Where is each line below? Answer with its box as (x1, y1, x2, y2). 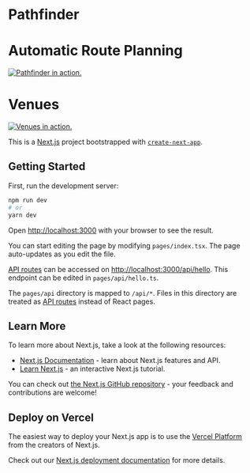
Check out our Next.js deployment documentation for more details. (8, 456, 226, 465)
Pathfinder (8, 6, 80, 24)
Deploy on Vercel (8, 411, 95, 424)
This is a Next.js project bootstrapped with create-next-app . (8, 137, 203, 147)
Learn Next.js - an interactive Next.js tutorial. (19, 364, 166, 373)
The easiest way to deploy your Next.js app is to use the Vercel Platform (8, 432, 243, 441)
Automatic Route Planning (8, 42, 183, 60)
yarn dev (8, 211, 37, 219)
